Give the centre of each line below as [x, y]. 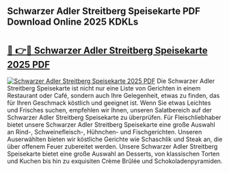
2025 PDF [28, 64]
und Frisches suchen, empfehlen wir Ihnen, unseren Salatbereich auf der [109, 110]
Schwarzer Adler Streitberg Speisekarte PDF [104, 11]
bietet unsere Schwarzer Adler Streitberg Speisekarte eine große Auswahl [111, 125]
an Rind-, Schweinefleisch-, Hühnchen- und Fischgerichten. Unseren [105, 132]
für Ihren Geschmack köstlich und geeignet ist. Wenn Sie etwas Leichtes [109, 103]
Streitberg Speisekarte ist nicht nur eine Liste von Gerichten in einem [104, 88]
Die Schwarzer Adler [186, 81]
